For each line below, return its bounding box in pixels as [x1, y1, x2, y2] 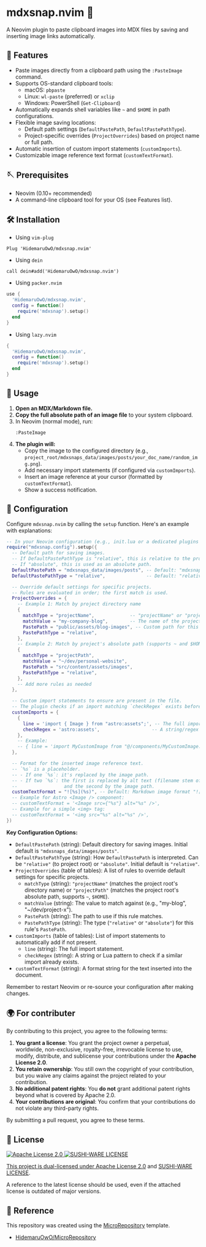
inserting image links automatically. [6, 32, 95, 39]
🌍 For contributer [6, 1008, 75, 1019]
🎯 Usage [6, 388, 39, 399]
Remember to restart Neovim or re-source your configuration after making [6, 983, 194, 990]
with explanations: [6, 527, 53, 534]
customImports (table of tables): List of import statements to [15, 932, 166, 939]
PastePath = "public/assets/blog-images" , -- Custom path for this [22, 624, 199, 630]
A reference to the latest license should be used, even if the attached [6, 1181, 181, 1189]
